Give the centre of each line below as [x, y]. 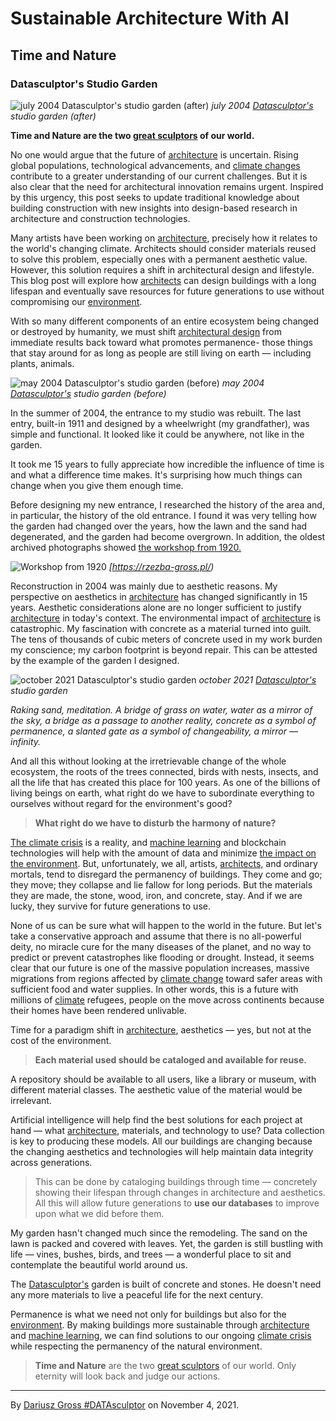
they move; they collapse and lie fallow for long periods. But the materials [161, 884]
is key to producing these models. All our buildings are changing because [161, 1141]
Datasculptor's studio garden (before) [88, 393]
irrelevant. [31, 1100]
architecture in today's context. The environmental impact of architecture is [166, 618]
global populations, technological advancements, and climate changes [155, 165]
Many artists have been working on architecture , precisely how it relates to [164, 238]
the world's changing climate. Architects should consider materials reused [163, 248]
